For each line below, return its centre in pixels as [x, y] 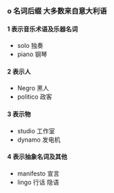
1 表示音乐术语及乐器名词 [42, 28]
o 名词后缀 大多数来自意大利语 [57, 10]
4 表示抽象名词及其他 [37, 157]
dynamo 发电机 [39, 140]
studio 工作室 [36, 131]
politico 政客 [35, 97]
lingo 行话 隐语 [38, 182]
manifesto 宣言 [38, 173]
